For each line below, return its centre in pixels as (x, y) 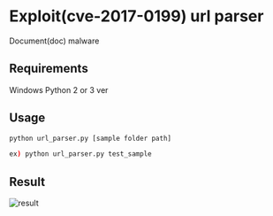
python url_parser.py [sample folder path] (91, 138)
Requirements (49, 69)
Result (27, 182)
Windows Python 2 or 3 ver (59, 89)
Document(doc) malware (54, 41)
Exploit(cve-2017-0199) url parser (136, 16)
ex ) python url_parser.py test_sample (80, 154)
